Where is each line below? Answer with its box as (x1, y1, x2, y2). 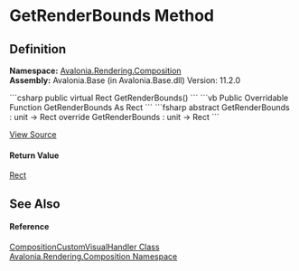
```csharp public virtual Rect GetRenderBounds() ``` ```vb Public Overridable (9, 92, 289, 103)
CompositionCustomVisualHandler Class (9, 241, 160, 252)
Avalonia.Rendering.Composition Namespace (9, 250, 178, 262)
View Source (9, 129, 57, 140)
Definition (9, 42, 66, 57)
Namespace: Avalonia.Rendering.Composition (9, 65, 182, 76)
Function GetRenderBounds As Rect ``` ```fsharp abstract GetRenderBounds (9, 102, 291, 113)
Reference (9, 221, 50, 232)
